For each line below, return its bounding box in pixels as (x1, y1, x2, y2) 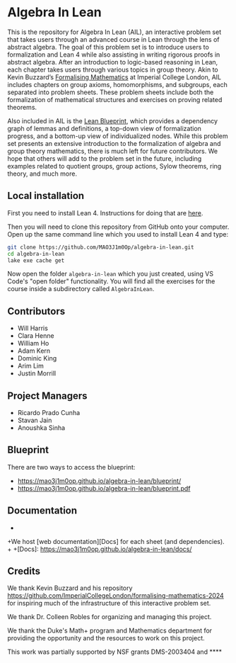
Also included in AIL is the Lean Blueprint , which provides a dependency (7, 116, 218, 125)
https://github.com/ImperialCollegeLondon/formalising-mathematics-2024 (7, 591, 224, 600)
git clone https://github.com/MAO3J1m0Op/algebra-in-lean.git (7, 244, 194, 251)
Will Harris (17, 324, 48, 333)
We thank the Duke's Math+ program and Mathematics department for (7, 626, 213, 635)
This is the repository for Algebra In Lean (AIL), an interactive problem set (7, 28, 221, 36)
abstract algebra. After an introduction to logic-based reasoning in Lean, (7, 57, 218, 66)
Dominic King (17, 354, 57, 363)
